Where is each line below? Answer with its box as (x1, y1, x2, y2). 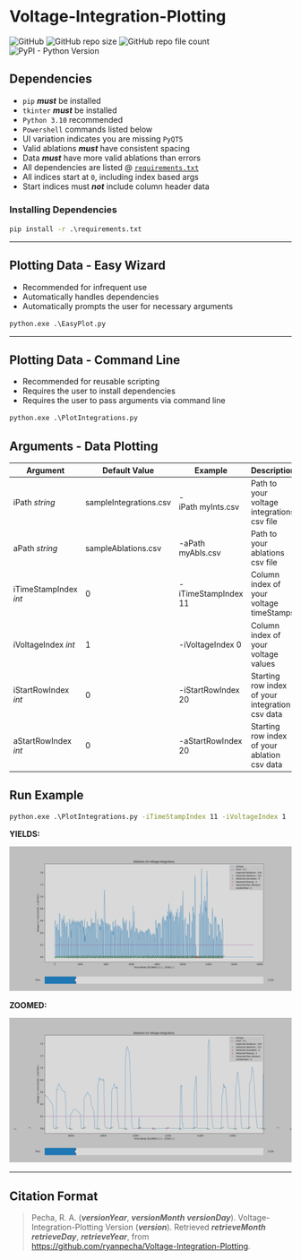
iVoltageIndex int (13, 639, 75, 650)
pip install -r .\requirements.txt (9, 225, 142, 234)
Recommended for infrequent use (21, 281, 148, 292)
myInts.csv (199, 502, 240, 513)
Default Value (102, 464, 155, 476)
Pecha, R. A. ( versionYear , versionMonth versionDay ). (30, 1212, 236, 1222)
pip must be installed (21, 95, 101, 106)
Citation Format (9, 1188, 99, 1204)
